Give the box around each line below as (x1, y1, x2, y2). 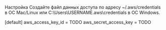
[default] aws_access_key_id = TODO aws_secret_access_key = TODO (5, 19, 151, 25)
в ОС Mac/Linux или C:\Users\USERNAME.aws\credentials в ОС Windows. (5, 9, 160, 15)
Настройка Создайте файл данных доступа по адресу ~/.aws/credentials (5, 4, 161, 10)
